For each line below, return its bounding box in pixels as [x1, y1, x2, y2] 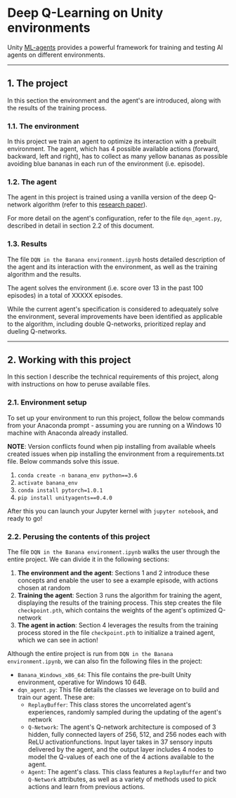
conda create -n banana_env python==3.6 [17, 472, 138, 479]
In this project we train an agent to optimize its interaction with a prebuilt [7, 137, 216, 145]
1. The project [7, 77, 68, 89]
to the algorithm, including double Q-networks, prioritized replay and [7, 320, 206, 328]
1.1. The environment [7, 121, 79, 131]
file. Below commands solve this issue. [7, 457, 119, 465]
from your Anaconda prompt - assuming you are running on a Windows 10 [7, 421, 222, 429]
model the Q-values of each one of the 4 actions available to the [27, 753, 214, 761]
